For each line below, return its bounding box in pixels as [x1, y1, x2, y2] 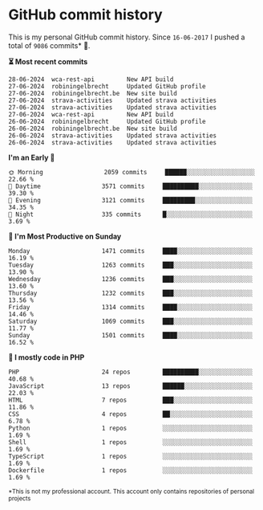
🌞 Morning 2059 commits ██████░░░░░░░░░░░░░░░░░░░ [8, 168, 255, 176]
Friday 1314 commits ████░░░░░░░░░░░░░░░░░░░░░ [8, 303, 253, 311]
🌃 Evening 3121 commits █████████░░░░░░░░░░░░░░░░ [8, 196, 253, 204]
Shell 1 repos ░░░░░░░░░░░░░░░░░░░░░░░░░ [8, 438, 253, 447]
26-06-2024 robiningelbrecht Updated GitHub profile [8, 117, 206, 125]
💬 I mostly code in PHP [8, 352, 85, 362]
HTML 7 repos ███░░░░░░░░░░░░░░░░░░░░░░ [8, 396, 253, 404]
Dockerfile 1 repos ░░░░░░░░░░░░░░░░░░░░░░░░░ [8, 466, 253, 475]
